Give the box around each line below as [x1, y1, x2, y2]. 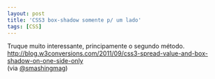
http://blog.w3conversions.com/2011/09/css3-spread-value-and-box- [7, 49, 209, 58]
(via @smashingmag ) [7, 64, 68, 73]
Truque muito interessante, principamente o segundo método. [7, 42, 185, 51]
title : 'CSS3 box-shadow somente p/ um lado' [7, 17, 141, 24]
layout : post [7, 10, 45, 17]
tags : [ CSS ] [7, 23, 42, 30]
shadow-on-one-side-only [7, 57, 83, 65]
